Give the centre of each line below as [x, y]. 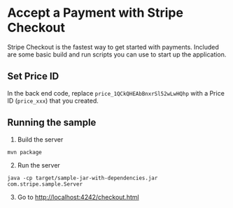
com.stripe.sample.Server [45, 184]
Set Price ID [33, 76]
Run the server [39, 165]
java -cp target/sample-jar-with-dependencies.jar [83, 178]
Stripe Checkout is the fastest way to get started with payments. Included [113, 47]
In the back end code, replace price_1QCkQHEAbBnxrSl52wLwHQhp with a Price [116, 93]
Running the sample [52, 122]
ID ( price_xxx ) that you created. [53, 101]
